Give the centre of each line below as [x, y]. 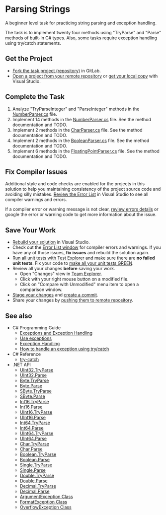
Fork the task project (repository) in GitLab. [56, 71]
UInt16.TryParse [36, 412]
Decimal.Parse [35, 491]
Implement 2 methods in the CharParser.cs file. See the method [77, 130]
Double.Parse [34, 481]
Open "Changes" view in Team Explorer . [61, 274]
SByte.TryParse [36, 391]
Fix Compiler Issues [37, 172]
